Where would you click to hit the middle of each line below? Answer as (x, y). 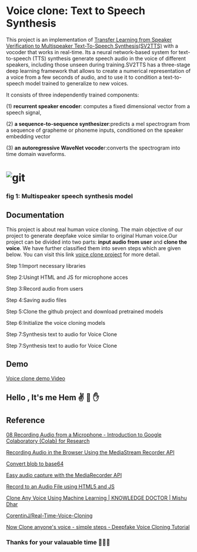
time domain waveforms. (36, 154)
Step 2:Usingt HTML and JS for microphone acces (67, 277)
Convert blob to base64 (35, 464)
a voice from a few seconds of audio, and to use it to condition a (84, 77)
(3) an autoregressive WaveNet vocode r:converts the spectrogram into (93, 148)
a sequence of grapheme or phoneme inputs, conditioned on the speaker (95, 130)
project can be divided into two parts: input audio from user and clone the (96, 242)
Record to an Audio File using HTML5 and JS (60, 486)
